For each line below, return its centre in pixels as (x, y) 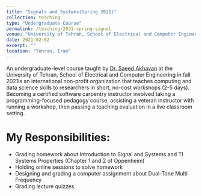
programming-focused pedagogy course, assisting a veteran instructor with (100, 100)
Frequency (28, 180)
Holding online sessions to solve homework (69, 167)
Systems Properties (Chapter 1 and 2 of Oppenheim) (80, 160)
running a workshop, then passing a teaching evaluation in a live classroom (99, 107)
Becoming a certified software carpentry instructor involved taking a (91, 93)
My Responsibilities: (58, 137)
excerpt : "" (21, 46)
